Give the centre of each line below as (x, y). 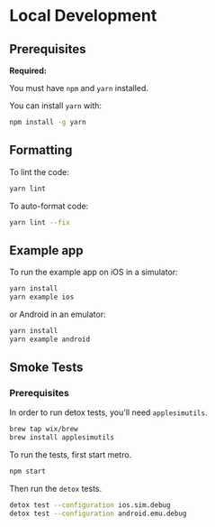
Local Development (83, 16)
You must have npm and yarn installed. (79, 88)
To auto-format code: (49, 206)
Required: (28, 70)
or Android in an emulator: (58, 314)
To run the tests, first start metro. (71, 455)
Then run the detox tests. (56, 489)
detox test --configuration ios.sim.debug (90, 505)
